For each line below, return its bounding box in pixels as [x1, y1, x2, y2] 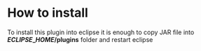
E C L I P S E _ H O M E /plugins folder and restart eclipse [7, 35, 153, 43]
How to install [7, 5, 89, 21]
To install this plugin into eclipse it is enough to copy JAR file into [7, 28, 195, 36]
